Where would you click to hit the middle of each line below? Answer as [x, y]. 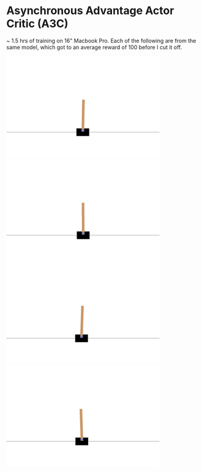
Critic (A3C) [37, 24]
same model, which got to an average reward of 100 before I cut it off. [94, 47]
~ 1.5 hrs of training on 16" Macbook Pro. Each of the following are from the [101, 40]
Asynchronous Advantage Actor [90, 11]
